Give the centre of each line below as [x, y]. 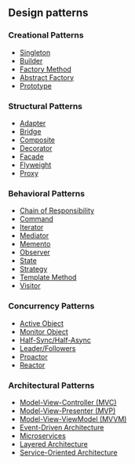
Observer [35, 252]
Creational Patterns [46, 35]
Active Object [42, 323]
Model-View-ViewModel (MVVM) [73, 418]
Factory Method [46, 69]
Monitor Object [44, 331]
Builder [31, 60]
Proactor [34, 356]
